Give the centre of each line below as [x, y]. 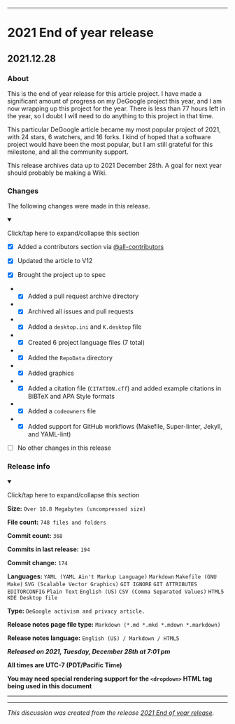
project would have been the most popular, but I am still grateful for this [110, 144]
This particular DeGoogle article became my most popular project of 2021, [114, 129]
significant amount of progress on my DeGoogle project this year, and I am [115, 101]
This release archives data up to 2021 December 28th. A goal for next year [115, 165]
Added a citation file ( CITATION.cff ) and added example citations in [124, 388]
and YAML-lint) [49, 434]
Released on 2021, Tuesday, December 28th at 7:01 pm [89, 652]
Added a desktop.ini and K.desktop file [85, 327]
